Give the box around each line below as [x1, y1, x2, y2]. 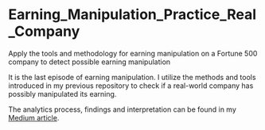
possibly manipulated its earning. [8, 89, 117, 98]
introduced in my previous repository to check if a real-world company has [8, 81, 254, 90]
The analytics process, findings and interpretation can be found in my [8, 105, 237, 114]
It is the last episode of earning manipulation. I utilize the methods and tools [8, 72, 256, 82]
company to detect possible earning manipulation [8, 57, 171, 67]
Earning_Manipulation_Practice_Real [8, 6, 257, 24]
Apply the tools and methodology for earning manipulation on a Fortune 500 [8, 48, 258, 58]
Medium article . [8, 113, 60, 122]
